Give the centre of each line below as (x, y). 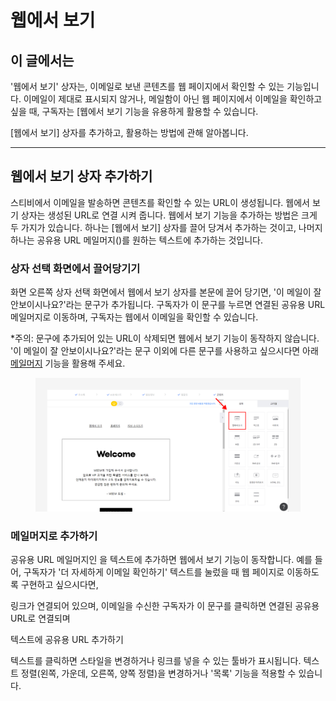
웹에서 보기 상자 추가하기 (81, 176)
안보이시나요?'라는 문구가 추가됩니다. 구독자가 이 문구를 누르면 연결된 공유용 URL (168, 305)
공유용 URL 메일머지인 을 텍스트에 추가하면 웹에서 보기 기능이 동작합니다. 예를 (161, 560)
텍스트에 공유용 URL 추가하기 (67, 640)
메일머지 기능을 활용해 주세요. (68, 363)
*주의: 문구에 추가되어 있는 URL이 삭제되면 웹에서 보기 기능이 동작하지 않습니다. (165, 338)
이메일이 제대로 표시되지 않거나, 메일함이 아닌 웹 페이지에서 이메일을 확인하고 (173, 99)
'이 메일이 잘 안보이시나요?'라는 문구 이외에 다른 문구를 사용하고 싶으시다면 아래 (164, 351)
